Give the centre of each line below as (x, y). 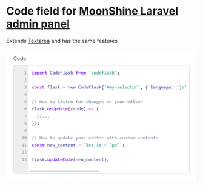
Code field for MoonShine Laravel (92, 11)
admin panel (38, 24)
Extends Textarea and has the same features (62, 41)
